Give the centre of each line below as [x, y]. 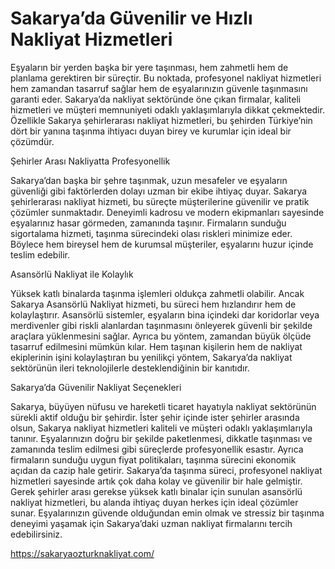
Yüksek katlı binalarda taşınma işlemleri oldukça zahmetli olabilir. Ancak [157, 293]
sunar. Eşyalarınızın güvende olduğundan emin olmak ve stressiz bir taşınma [167, 513]
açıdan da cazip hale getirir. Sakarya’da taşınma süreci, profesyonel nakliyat [166, 470]
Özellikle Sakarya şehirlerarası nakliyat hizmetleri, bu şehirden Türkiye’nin [161, 120]
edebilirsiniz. [36, 534]
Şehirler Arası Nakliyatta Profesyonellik [90, 161]
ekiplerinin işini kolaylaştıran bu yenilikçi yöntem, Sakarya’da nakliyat [151, 357]
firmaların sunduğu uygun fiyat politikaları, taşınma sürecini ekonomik [153, 459]
